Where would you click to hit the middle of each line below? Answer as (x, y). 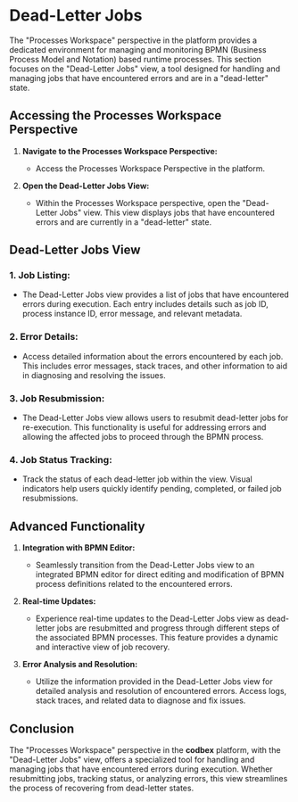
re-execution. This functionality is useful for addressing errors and (144, 427)
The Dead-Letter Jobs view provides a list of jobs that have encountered (156, 294)
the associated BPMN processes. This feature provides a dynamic (157, 638)
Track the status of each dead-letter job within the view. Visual (137, 479)
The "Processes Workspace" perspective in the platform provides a (133, 40)
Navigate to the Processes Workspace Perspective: (120, 151)
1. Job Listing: (40, 276)
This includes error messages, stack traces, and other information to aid (155, 366)
